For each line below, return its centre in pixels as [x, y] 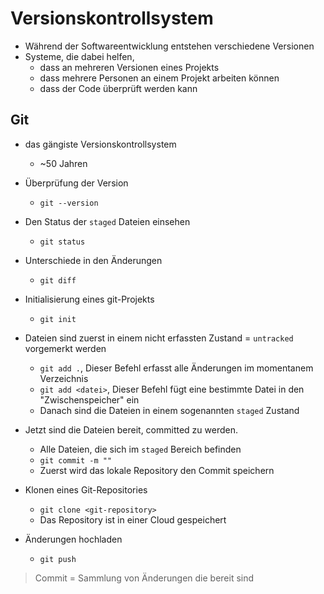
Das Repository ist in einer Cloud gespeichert [133, 519]
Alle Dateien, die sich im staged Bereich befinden [140, 449]
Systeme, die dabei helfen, [79, 56]
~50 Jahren [63, 163]
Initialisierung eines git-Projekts [89, 299]
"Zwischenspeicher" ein [89, 399]
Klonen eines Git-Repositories [86, 489]
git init [58, 319]
